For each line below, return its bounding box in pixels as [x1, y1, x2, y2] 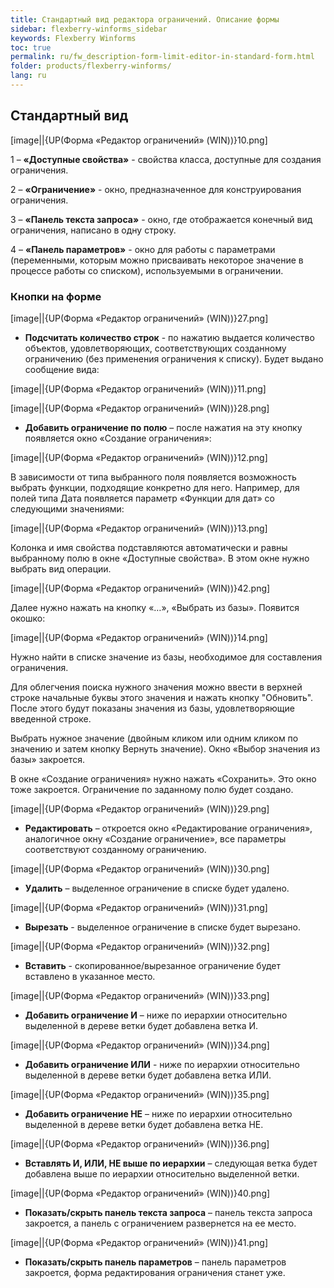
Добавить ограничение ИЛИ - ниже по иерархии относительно [24, 1058, 300, 1070]
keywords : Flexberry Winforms [10, 33, 137, 43]
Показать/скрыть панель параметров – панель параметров [24, 1256, 287, 1268]
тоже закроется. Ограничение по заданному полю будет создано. [10, 783, 294, 795]
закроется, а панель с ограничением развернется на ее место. [24, 1217, 297, 1229]
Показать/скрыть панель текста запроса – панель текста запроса [24, 1206, 313, 1218]
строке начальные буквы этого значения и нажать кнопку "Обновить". [10, 691, 314, 703]
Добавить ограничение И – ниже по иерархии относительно [24, 1009, 288, 1021]
